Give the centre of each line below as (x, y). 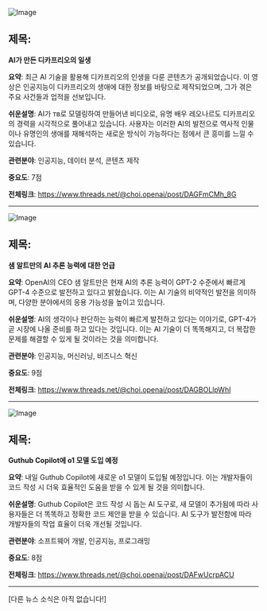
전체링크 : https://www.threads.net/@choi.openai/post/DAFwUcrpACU (121, 575)
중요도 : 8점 (25, 558)
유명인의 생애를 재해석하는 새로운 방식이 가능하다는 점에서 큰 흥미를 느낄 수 (138, 133)
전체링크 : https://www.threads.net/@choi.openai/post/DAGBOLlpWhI (120, 389)
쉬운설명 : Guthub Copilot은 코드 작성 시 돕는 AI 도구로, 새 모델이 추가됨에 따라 (129, 504)
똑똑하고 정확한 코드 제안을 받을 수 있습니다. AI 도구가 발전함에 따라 (148, 514)
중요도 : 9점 (25, 372)
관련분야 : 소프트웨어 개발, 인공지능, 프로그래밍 (79, 541)
